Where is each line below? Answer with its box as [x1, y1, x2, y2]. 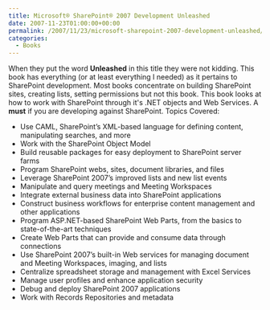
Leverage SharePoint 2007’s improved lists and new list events [19, 173, 227, 183]
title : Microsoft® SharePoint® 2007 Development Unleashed [8, 11, 211, 20]
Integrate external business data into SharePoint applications [19, 190, 222, 200]
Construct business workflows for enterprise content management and [19, 198, 256, 209]
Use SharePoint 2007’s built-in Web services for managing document [19, 250, 249, 259]
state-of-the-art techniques [19, 224, 112, 234]
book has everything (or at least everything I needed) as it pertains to [8, 72, 238, 82]
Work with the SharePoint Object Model [19, 139, 151, 149]
